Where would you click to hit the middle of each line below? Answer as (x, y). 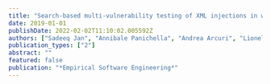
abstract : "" (30, 53)
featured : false (35, 61)
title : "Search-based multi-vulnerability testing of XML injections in (133, 16)
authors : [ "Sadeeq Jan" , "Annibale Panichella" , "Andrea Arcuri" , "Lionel (137, 38)
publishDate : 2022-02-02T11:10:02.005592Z (81, 30)
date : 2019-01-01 (38, 23)
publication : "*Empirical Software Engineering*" (94, 68)
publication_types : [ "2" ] (52, 46)
